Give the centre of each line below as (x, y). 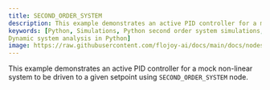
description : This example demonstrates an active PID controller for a (133, 23)
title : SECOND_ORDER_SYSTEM (55, 16)
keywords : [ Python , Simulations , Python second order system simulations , (136, 31)
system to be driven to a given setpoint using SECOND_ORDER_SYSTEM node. (129, 77)
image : (19, 46)
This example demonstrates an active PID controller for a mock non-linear (131, 68)
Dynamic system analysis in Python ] (70, 38)
